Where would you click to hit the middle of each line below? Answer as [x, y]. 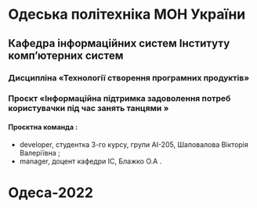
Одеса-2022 [51, 192]
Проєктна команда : [43, 127]
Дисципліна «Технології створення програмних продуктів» [128, 77]
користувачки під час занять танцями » [89, 109]
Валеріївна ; [40, 152]
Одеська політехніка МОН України [127, 14]
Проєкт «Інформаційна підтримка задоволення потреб [119, 99]
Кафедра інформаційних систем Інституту [119, 43]
